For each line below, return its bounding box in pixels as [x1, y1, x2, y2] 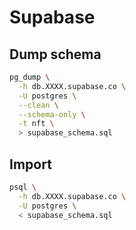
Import [9, 156, 52, 173]
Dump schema [9, 46, 102, 63]
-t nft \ [18, 119, 55, 129]
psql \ [9, 182, 37, 192]
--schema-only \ [18, 109, 86, 120]
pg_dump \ [9, 72, 51, 82]
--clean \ [18, 100, 59, 110]
